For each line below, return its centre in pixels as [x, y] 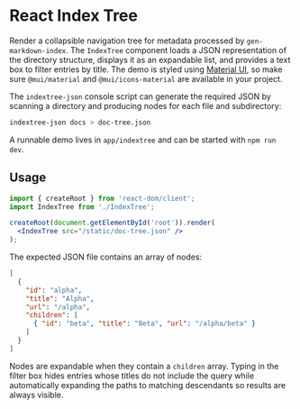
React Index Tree [73, 16]
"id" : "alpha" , [54, 290]
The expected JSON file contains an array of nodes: [106, 257]
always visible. [36, 395]
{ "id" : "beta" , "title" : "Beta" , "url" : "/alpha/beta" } [144, 324]
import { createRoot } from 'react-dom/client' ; [102, 198]
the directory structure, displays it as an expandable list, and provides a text [150, 59]
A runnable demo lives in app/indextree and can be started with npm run [143, 140]
